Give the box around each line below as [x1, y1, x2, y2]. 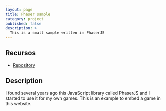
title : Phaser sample [5, 12, 51, 17]
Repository [12, 62, 35, 68]
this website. [5, 100, 32, 106]
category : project [5, 16, 44, 21]
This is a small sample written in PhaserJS [10, 30, 105, 35]
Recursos [5, 49, 36, 57]
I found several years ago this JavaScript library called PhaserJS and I [5, 90, 150, 96]
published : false [5, 21, 42, 26]
